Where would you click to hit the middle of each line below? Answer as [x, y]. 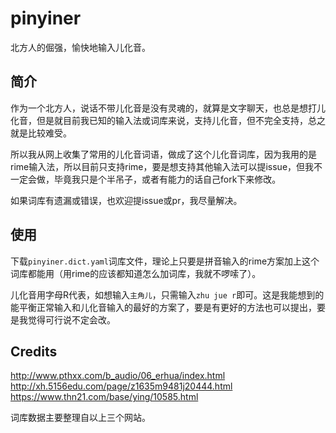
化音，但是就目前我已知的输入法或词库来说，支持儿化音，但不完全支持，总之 [168, 120]
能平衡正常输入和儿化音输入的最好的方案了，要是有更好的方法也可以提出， [163, 307]
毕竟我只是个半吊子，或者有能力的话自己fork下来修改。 [167, 179]
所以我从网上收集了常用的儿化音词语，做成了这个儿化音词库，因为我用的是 [163, 154]
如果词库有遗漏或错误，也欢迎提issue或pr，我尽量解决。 [126, 200]
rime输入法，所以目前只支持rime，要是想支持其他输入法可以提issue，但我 [162, 166]
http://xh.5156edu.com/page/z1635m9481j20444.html [121, 386]
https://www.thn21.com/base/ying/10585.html [104, 397]
